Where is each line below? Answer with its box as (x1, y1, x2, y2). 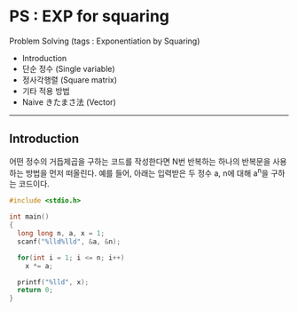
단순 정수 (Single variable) (21, 63, 115, 74)
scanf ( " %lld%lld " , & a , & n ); (17, 237, 122, 246)
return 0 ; (17, 286, 53, 295)
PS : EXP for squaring (9, 6, 170, 27)
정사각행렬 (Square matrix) (21, 74, 118, 85)
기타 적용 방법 (21, 85, 70, 96)
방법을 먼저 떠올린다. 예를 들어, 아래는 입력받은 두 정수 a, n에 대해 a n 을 (25, 166, 269, 179)
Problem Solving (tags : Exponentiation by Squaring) (9, 36, 200, 46)
